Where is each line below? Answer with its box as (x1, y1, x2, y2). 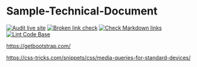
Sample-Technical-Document (6, 4, 158, 18)
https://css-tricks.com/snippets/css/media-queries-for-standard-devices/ (6, 54, 191, 61)
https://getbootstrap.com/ (6, 42, 71, 49)
